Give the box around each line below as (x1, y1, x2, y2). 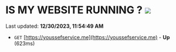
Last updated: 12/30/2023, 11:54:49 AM (5, 23, 104, 29)
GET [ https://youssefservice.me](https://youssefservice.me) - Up (13, 34, 170, 40)
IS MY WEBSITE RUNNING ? (5, 3, 143, 17)
